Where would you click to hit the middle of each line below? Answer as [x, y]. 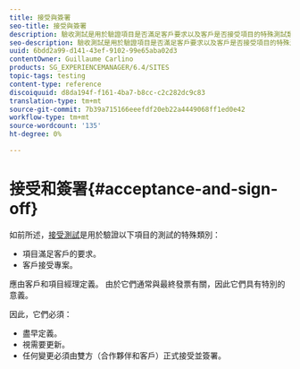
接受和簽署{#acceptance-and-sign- [144, 189]
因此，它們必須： [41, 313]
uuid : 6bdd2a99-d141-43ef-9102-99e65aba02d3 [93, 51]
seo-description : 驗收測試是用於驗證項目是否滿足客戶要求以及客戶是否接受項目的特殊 [150, 43]
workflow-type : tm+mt [50, 117]
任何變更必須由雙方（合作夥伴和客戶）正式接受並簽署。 [124, 356]
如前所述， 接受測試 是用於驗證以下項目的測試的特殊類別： [115, 235]
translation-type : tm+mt [55, 101]
